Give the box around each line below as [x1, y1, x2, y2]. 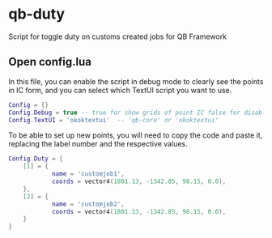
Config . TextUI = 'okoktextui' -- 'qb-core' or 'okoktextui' [8, 116, 219, 124]
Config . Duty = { [8, 155, 63, 163]
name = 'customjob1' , [51, 170, 125, 178]
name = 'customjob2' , [51, 200, 125, 208]
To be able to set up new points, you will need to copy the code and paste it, [8, 130, 263, 140]
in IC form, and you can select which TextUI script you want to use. [8, 85, 232, 95]
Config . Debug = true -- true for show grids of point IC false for [8, 108, 241, 117]
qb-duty [8, 5, 66, 23]
